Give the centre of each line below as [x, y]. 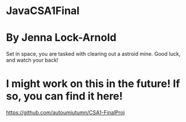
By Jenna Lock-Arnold [61, 38]
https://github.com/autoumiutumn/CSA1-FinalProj [66, 113]
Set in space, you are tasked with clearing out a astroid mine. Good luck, [93, 54]
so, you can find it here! [64, 96]
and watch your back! [32, 60]
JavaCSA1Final [43, 11]
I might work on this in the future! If [93, 84]
